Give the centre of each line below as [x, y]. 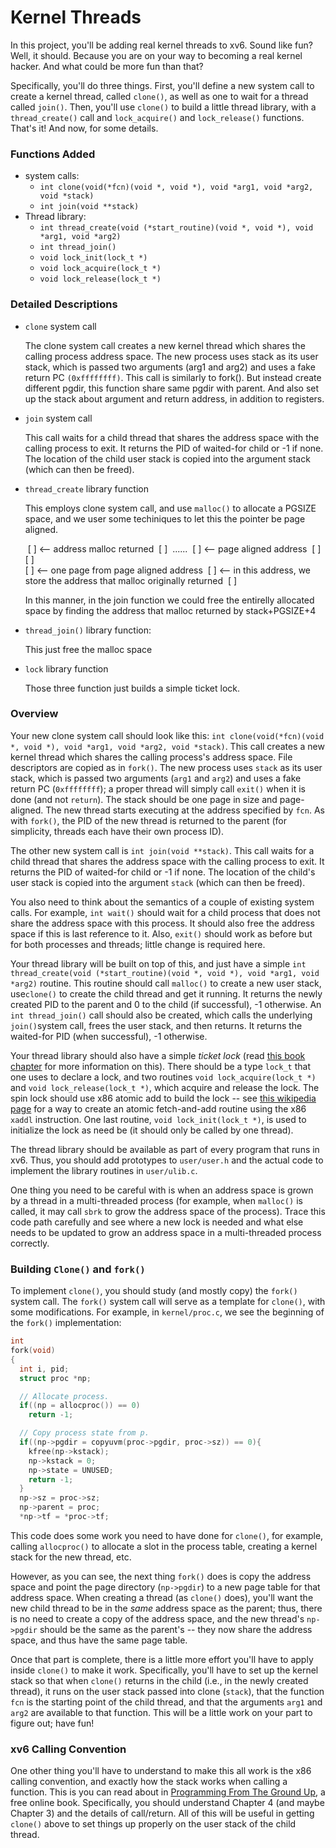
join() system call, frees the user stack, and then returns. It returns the [156, 1025]
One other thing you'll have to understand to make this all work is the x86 [161, 1771]
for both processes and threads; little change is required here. [138, 944]
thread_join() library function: [88, 630]
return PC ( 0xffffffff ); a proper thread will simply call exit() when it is [158, 788]
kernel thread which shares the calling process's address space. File [151, 757]
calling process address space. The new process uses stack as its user [171, 356]
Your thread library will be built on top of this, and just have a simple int [158, 963]
